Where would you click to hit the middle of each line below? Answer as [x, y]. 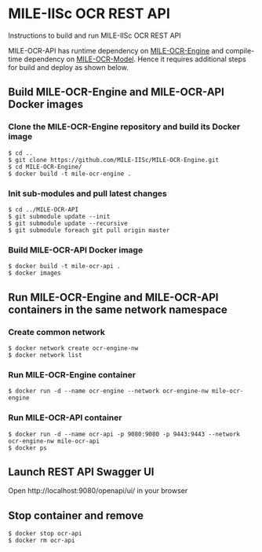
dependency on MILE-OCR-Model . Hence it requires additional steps [135, 59]
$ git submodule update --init [59, 216]
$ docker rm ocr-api [42, 541]
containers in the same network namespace [118, 309]
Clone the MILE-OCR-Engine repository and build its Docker [124, 127]
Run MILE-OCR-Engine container [72, 374]
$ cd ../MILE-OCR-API [44, 209]
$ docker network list [45, 355]
